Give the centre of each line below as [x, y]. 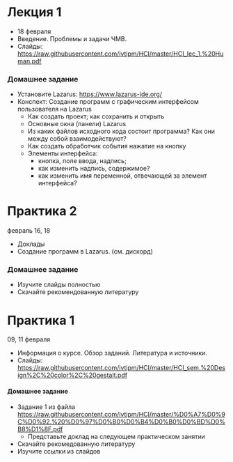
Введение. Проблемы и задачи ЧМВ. [72, 38]
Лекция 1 [34, 12]
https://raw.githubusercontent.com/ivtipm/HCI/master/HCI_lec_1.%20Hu [120, 54]
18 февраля [34, 31]
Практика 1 [41, 320]
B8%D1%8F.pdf [40, 429]
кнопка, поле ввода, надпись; [82, 161]
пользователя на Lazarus [54, 109]
